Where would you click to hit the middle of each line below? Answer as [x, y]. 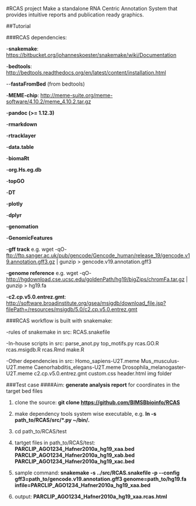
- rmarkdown [22, 124]
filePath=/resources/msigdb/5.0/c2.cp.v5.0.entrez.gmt [72, 309]
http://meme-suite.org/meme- [76, 95]
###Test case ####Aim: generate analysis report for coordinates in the [93, 385]
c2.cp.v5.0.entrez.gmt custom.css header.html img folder [103, 373]
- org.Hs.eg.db [24, 170]
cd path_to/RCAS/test [41, 431]
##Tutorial [18, 26]
